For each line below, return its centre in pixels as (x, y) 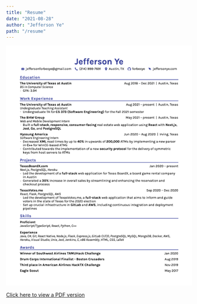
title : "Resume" (26, 12)
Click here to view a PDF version (46, 295)
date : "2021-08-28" (30, 19)
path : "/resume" (26, 31)
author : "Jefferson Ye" (35, 25)
